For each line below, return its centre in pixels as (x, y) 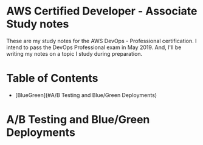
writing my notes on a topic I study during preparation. (74, 53)
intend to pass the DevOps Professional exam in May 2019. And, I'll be (94, 47)
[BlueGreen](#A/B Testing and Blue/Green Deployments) (86, 95)
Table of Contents (52, 79)
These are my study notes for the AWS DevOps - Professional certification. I (101, 41)
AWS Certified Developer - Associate (102, 11)
